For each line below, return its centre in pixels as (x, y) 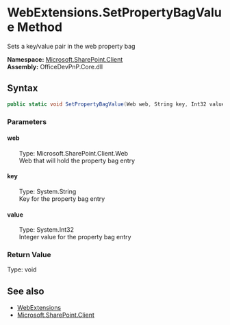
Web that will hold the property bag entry (77, 160)
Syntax (23, 88)
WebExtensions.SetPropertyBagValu (115, 13)
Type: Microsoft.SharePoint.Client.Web (74, 153)
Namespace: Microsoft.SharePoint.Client (65, 59)
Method (40, 27)
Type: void (22, 269)
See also (26, 291)
